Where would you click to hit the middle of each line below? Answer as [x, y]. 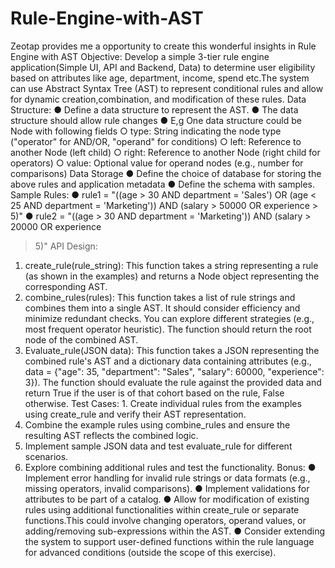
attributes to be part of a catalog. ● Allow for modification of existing [167, 499]
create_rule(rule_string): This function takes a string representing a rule [171, 265]
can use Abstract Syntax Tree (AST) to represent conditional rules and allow [167, 88]
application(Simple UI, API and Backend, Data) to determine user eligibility [163, 67]
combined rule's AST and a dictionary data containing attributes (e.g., [168, 361]
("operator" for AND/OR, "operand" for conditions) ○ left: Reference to [156, 141]
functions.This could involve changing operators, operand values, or [165, 520]
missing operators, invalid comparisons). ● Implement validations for [167, 488]
